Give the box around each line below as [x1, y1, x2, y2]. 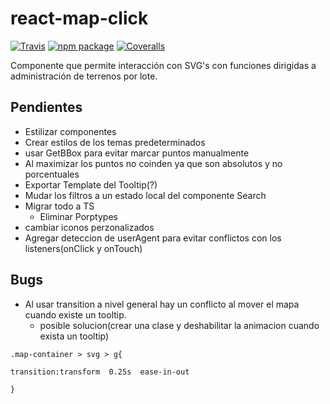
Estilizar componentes [24, 125, 117, 137]
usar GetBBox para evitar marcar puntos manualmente [24, 147, 250, 159]
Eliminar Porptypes [39, 210, 118, 222]
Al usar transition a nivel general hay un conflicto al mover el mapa [24, 298, 300, 310]
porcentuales [24, 168, 80, 180]
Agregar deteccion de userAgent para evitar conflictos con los [24, 232, 282, 244]
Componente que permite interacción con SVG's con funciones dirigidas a [10, 59, 317, 71]
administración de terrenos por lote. [10, 70, 158, 82]
